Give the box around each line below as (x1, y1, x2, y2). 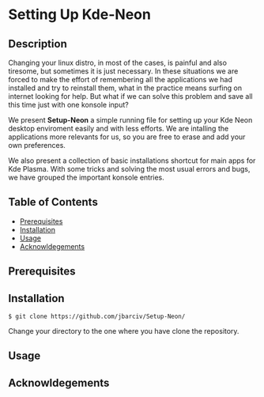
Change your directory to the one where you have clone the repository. (8, 327, 239, 336)
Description (8, 37, 67, 51)
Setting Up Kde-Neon (8, 6, 152, 24)
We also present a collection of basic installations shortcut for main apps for (8, 156, 256, 165)
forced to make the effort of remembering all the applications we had (8, 75, 233, 84)
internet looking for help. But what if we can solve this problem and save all (8, 92, 253, 100)
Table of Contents (8, 195, 99, 209)
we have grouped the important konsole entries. (8, 172, 164, 182)
